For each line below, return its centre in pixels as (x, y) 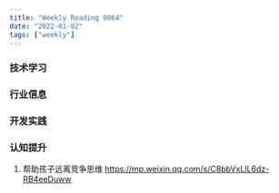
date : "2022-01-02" (46, 26)
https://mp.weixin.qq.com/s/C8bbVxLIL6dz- (187, 169)
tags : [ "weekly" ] (42, 34)
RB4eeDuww (47, 179)
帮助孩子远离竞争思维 (62, 169)
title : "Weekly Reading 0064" (67, 18)
